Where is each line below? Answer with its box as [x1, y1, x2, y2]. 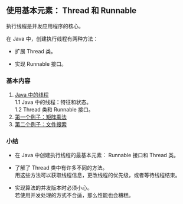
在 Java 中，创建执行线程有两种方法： [6, 35, 99, 42]
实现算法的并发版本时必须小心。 [14, 184, 93, 192]
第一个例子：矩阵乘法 [14, 113, 67, 120]
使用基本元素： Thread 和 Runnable [6, 5, 137, 16]
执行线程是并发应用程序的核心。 [6, 23, 84, 30]
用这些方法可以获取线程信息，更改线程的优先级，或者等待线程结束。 [14, 171, 181, 179]
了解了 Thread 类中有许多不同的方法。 [14, 164, 108, 171]
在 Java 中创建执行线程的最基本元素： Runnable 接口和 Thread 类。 [14, 152, 179, 159]
